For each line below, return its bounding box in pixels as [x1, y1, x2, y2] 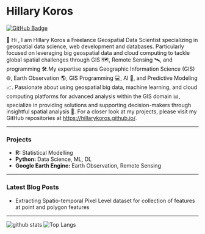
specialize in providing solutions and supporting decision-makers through [6, 101, 192, 108]
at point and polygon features [15, 203, 90, 211]
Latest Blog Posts [6, 183, 59, 191]
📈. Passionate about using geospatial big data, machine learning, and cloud [6, 83, 198, 91]
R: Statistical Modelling [15, 149, 73, 157]
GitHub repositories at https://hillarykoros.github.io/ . [6, 114, 137, 121]
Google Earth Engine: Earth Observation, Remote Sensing [15, 162, 162, 169]
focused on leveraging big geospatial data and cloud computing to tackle [6, 49, 190, 56]
